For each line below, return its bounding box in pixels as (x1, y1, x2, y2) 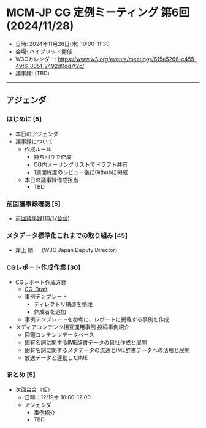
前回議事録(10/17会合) (15, 214, 71, 221)
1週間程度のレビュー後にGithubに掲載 (33, 168, 128, 175)
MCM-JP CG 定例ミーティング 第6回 (6, 6, 190, 20)
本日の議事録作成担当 (24, 176, 78, 183)
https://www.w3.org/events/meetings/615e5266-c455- (58, 55, 197, 63)
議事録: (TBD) (15, 69, 50, 77)
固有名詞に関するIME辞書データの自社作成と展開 (24, 338, 147, 346)
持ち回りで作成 (33, 153, 72, 160)
